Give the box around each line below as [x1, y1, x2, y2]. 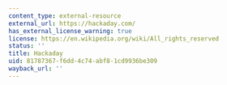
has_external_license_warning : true [8, 27, 132, 35]
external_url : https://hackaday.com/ [8, 19, 136, 28]
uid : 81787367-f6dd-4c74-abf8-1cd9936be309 [8, 57, 158, 66]
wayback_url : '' [8, 65, 63, 73]
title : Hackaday [8, 49, 63, 57]
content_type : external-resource [8, 11, 122, 20]
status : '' [8, 42, 45, 50]
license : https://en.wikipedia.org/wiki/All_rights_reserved [8, 34, 220, 43]
